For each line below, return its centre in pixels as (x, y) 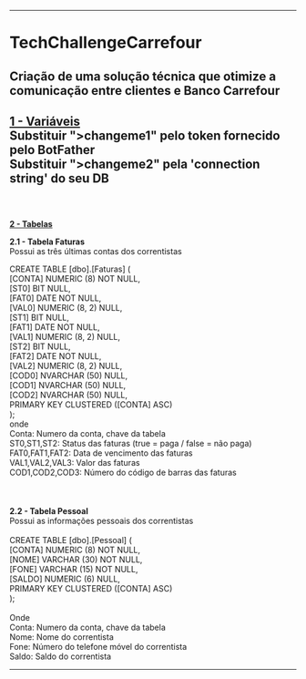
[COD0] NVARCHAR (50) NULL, (69, 376)
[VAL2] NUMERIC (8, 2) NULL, (66, 366)
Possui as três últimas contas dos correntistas (96, 252)
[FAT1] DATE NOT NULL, (55, 327)
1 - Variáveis (45, 121)
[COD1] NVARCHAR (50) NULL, (68, 386)
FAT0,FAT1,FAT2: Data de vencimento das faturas (101, 453)
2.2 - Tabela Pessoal (49, 511)
